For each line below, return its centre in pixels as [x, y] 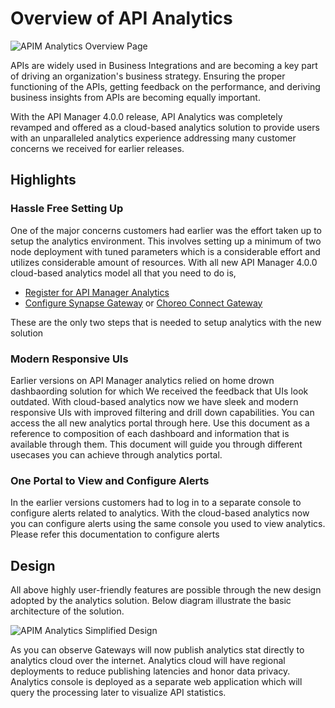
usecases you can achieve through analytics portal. [116, 454]
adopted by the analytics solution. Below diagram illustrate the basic [151, 601]
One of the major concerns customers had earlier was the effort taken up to [166, 230]
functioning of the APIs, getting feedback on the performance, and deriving [165, 86]
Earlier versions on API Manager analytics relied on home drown [142, 380]
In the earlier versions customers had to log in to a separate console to [156, 503]
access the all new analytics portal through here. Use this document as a [160, 423]
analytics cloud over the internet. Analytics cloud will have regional [148, 661]
